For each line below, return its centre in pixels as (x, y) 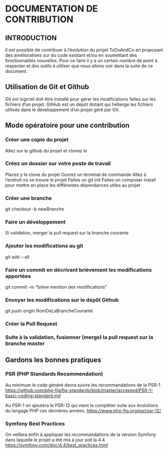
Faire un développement (36, 222)
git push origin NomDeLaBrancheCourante (49, 311)
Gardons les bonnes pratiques (53, 360)
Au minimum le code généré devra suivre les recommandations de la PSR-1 (83, 385)
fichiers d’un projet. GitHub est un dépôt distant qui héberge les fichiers (79, 104)
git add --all (17, 257)
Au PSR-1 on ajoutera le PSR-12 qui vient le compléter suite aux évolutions (82, 405)
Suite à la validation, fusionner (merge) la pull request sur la (79, 337)
